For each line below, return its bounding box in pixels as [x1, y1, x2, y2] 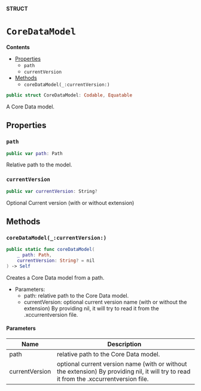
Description [107, 340, 142, 348]
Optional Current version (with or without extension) [6, 199, 135, 206]
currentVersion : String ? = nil [17, 257, 95, 263]
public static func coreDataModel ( [6, 247, 95, 253]
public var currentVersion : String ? [6, 188, 98, 194]
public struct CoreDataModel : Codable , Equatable [6, 92, 133, 98]
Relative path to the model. [6, 161, 72, 168]
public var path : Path [6, 150, 63, 156]
